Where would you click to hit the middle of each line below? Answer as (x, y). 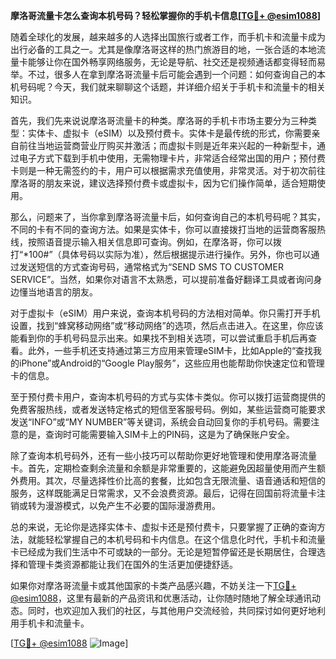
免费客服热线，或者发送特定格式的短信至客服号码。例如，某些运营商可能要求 (168, 409)
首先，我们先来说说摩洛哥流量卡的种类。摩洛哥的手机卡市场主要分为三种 (159, 120)
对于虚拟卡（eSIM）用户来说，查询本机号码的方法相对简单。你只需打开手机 (165, 313)
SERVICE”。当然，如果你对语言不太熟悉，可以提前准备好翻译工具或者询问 (162, 279)
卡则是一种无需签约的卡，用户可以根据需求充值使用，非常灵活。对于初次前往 (168, 170)
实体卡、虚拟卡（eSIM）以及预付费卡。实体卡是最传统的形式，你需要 (169, 133)
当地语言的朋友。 (62, 292)
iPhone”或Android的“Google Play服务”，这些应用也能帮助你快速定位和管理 (171, 363)
